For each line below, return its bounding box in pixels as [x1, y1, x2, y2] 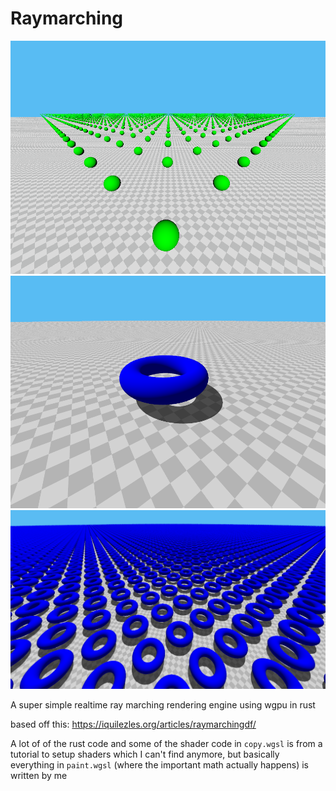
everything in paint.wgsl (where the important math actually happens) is [10, 758, 309, 771]
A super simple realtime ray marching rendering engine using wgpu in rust [10, 698, 316, 711]
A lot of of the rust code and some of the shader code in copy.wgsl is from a [10, 737, 323, 749]
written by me [10, 769, 68, 781]
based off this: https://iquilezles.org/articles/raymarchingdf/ [10, 718, 257, 730]
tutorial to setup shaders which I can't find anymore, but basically [10, 748, 280, 760]
